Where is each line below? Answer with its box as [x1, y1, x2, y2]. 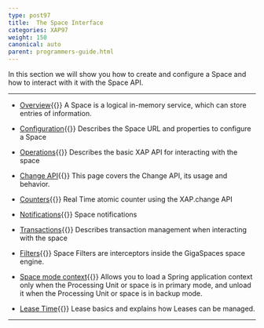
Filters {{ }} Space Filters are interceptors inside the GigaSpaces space [19, 249, 246, 257]
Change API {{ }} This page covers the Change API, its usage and [19, 171, 228, 180]
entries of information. [19, 109, 92, 118]
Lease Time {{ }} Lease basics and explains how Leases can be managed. [19, 304, 255, 313]
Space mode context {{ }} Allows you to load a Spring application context [19, 272, 253, 281]
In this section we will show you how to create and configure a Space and [8, 70, 247, 78]
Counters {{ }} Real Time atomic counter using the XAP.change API [19, 195, 233, 204]
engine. [19, 257, 45, 266]
